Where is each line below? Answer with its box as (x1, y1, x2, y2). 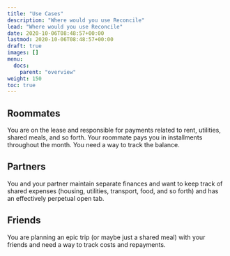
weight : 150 (7, 75, 42, 82)
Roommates (7, 107, 61, 119)
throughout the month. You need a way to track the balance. (7, 141, 180, 149)
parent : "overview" (20, 68, 77, 75)
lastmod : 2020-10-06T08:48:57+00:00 (7, 36, 114, 43)
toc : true (7, 82, 36, 89)
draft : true (7, 43, 42, 50)
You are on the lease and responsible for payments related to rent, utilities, (7, 126, 221, 135)
